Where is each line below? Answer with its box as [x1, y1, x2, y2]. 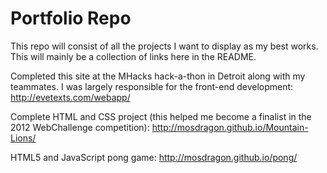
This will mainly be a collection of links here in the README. [10, 50, 257, 62]
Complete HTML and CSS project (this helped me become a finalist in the [10, 110, 312, 122]
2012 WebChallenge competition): [10, 121, 150, 133]
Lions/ [10, 132, 37, 144]
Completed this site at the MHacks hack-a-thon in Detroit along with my [10, 70, 306, 82]
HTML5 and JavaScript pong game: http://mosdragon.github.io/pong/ [10, 151, 298, 163]
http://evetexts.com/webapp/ [10, 91, 131, 103]
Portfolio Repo [10, 7, 132, 30]
